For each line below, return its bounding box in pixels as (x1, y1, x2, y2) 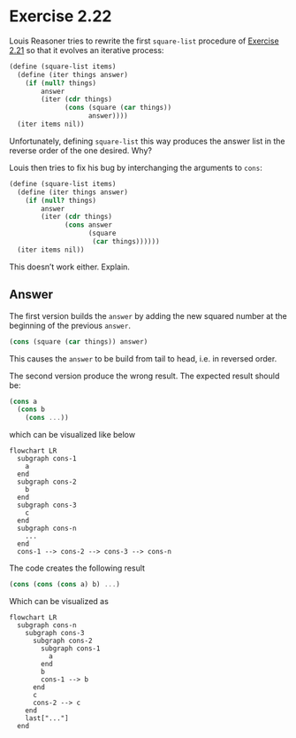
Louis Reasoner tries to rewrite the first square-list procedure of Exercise (9, 35, 280, 46)
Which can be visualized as (9, 596, 109, 606)
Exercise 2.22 (9, 6, 112, 27)
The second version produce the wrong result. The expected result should (9, 370, 280, 381)
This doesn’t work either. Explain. (9, 261, 131, 272)
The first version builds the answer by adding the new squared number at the (9, 310, 287, 321)
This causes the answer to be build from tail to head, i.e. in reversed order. (9, 353, 277, 364)
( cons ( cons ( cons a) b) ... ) (9, 580, 121, 589)
